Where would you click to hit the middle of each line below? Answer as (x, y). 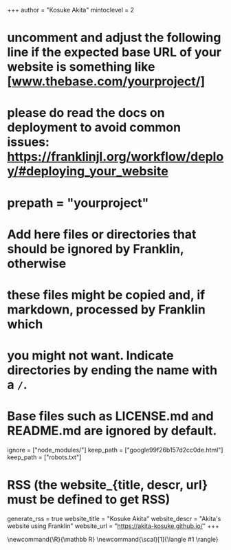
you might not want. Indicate (90, 356)
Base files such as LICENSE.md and (111, 416)
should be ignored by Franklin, (96, 249)
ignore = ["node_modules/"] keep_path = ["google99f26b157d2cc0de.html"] (115, 450)
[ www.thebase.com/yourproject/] (106, 81)
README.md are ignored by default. (112, 431)
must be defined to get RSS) (89, 499)
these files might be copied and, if (106, 295)
